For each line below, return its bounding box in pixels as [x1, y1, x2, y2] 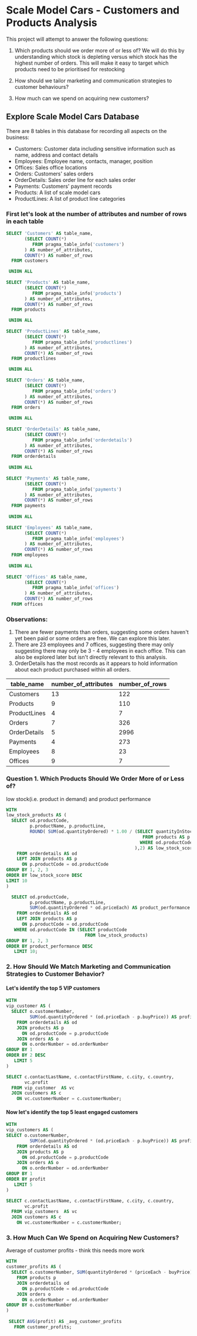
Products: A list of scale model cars [14, 189, 101, 196]
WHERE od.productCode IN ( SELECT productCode [13, 926, 127, 933]
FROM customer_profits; [13, 1324, 72, 1330]
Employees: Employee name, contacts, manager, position [14, 157, 153, 165]
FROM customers [11, 258, 49, 264]
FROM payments [11, 503, 46, 509]
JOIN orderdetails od [16, 1280, 69, 1286]
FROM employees [11, 552, 49, 558]
